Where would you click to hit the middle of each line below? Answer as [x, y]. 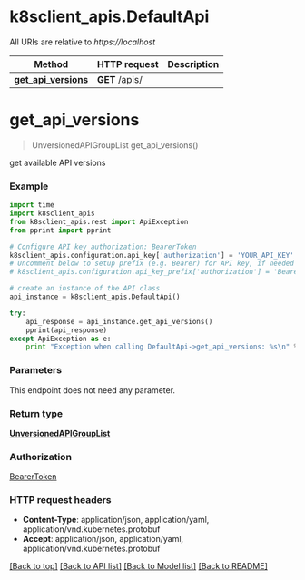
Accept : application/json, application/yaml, [103, 539]
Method [51, 64]
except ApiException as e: [60, 339]
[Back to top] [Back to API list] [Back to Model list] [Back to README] [138, 566]
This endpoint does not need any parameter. [92, 390]
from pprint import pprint [60, 230]
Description [193, 64]
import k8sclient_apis [52, 214]
